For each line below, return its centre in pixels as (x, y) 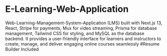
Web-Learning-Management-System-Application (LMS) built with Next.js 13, (84, 23)
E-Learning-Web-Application (67, 9)
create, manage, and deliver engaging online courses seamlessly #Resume (82, 44)
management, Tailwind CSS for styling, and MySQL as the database (75, 33)
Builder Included (22, 49)
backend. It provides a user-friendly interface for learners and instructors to (83, 39)
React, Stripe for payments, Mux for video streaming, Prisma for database (81, 28)
